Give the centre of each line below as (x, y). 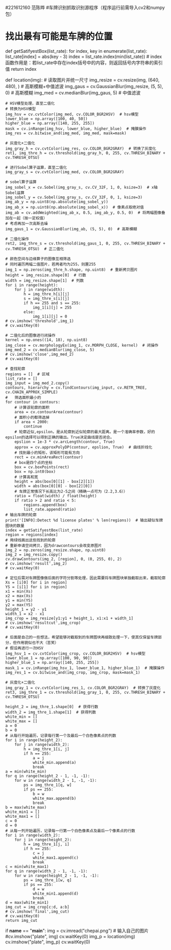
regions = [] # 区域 (28, 374)
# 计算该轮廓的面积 (32, 407)
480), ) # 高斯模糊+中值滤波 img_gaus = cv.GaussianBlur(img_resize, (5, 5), (84, 86)
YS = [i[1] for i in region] (36, 587)
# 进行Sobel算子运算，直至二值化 (36, 167)
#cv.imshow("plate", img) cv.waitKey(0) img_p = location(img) (70, 936)
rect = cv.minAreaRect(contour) (49, 457)
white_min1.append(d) (56, 894)
